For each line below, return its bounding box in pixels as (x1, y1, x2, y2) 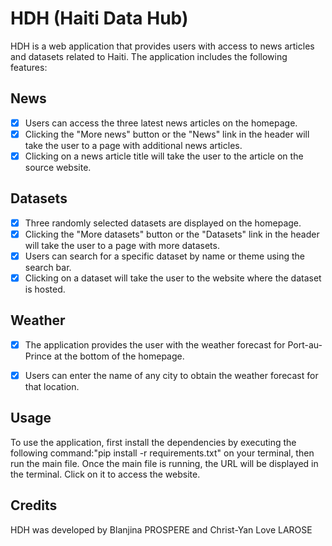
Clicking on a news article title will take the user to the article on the (24, 150, 304, 162)
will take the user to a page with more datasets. (24, 239, 220, 251)
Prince (24, 350, 52, 362)
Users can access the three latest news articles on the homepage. (24, 117, 298, 129)
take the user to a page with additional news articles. (24, 139, 243, 151)
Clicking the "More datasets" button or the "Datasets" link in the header (24, 228, 320, 240)
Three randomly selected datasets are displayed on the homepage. (24, 217, 302, 229)
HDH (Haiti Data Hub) (10, 7, 189, 30)
